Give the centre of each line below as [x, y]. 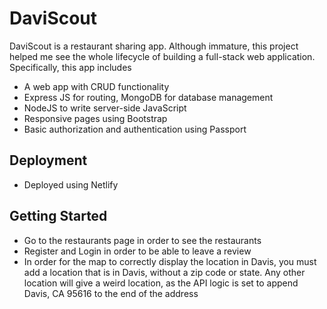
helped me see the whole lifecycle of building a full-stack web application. [162, 56]
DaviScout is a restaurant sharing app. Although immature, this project [154, 46]
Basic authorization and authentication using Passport [135, 129]
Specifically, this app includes [70, 67]
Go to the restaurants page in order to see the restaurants [142, 240]
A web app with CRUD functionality [96, 86]
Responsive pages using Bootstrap [95, 118]
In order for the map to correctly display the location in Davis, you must [170, 261]
